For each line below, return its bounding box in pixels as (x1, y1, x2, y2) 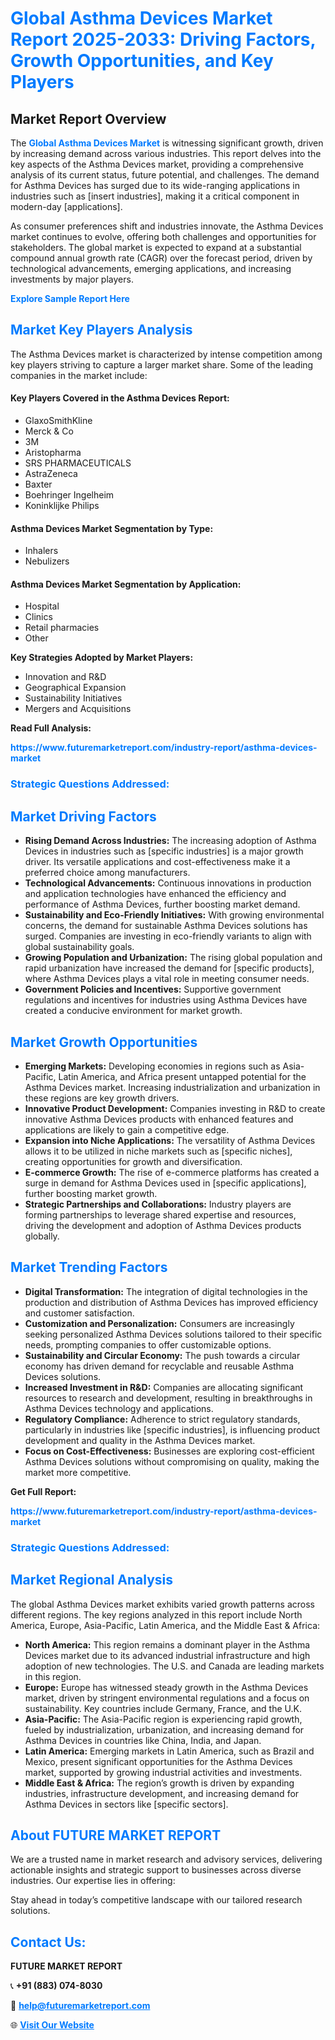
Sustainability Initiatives (24, 692, 123, 704)
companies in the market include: (10, 369, 148, 381)
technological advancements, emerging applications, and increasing (10, 263, 292, 274)
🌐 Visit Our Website (10, 2019, 95, 2031)
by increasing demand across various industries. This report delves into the (10, 148, 322, 159)
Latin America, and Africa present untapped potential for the (58, 1070, 307, 1082)
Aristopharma (24, 447, 82, 459)
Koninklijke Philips (24, 500, 100, 512)
